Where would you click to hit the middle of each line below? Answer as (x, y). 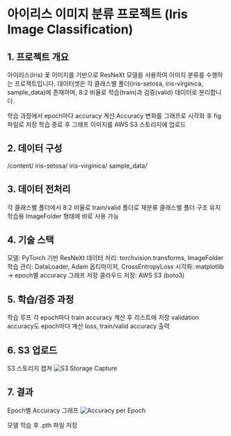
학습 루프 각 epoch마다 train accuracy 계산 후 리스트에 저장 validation (103, 318)
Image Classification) (70, 30)
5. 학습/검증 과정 (41, 299)
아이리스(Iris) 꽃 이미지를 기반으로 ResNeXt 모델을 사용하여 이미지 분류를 (106, 75)
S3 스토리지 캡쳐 (30, 369)
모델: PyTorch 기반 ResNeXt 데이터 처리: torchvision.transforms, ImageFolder (115, 258)
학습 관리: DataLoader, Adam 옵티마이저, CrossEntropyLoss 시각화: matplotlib (115, 267)
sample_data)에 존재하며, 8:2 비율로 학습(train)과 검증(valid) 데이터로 (102, 92)
